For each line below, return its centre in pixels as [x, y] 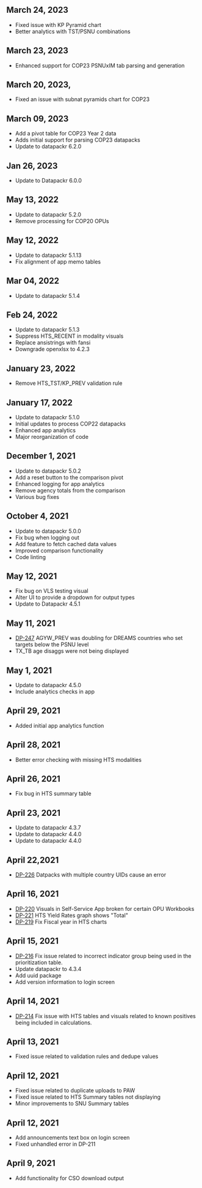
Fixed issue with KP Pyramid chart [58, 25]
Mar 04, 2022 [33, 281]
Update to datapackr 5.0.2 [48, 471]
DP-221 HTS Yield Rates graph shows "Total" [71, 915]
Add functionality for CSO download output [69, 1178]
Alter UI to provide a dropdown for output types [75, 598]
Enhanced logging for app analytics [60, 484]
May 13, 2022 [33, 200]
